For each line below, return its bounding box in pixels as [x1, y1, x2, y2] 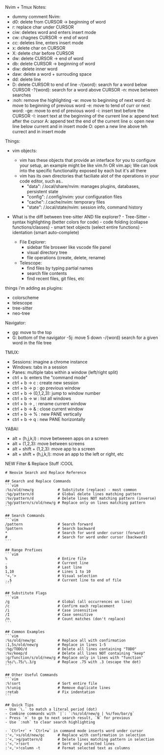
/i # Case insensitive [5, 608, 97, 613]
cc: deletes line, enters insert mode [12, 40, 84, 46]
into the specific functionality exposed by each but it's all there [19, 168, 147, 174]
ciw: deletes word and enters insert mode [12, 30, 96, 35]
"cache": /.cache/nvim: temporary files [26, 199, 105, 205]
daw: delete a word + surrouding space [12, 71, 92, 77]
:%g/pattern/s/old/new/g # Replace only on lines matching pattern [5, 500, 146, 505]
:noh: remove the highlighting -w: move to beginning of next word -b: [12, 97, 152, 103]
